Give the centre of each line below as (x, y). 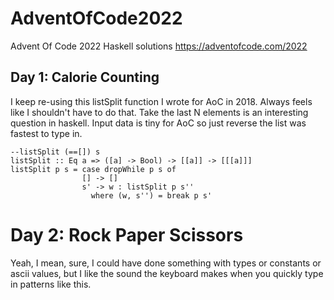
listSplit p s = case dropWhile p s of (93, 169)
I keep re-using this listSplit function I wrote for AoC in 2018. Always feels (161, 101)
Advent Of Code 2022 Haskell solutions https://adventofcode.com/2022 (159, 46)
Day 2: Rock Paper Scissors (127, 234)
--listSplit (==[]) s (55, 152)
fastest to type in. (46, 133)
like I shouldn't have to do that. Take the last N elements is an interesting (159, 112)
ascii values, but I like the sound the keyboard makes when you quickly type (167, 273)
